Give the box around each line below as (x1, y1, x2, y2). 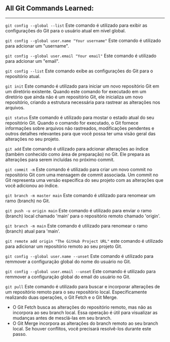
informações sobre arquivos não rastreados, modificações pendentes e (5, 125, 154, 131)
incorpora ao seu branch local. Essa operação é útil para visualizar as (12, 309, 158, 316)
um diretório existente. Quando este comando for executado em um (5, 88, 147, 94)
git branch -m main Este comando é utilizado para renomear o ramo (5, 222, 148, 229)
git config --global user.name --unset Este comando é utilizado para (5, 253, 154, 259)
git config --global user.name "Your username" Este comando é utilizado (5, 37, 161, 44)
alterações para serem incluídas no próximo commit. (5, 157, 115, 163)
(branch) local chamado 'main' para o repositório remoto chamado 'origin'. (5, 213, 160, 219)
